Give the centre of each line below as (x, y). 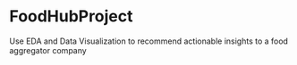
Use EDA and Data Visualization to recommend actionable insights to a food (149, 41)
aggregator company (48, 50)
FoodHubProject (71, 16)
